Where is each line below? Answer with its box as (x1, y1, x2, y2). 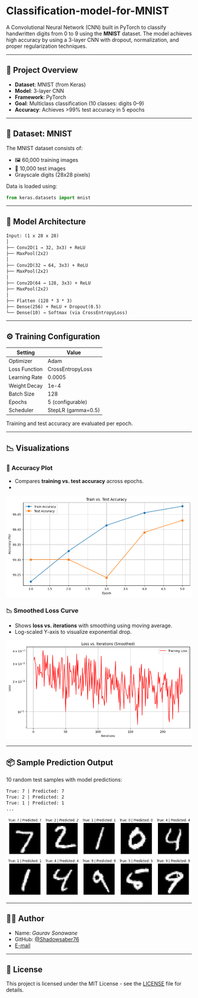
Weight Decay (8, 382, 43, 389)
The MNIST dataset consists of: (6, 144, 83, 151)
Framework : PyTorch (14, 93, 67, 101)
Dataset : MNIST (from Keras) (14, 81, 87, 88)
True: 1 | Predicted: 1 (6, 800, 65, 806)
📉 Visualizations (6, 443, 70, 453)
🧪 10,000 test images (14, 164, 66, 172)
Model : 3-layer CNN (14, 87, 64, 94)
